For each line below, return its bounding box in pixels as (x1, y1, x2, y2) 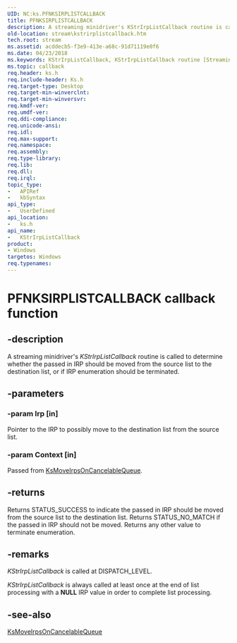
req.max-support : (7, 135, 59, 142)
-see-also (7, 608, 51, 620)
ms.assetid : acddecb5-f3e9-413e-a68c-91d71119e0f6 (7, 43, 159, 50)
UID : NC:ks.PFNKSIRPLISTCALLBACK (7, 10, 106, 18)
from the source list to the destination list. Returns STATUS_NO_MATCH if (7, 513, 221, 521)
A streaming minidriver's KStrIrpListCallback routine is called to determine (7, 352, 224, 360)
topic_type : (7, 181, 42, 188)
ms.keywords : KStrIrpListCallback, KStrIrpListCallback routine (7, 57, 200, 64)
